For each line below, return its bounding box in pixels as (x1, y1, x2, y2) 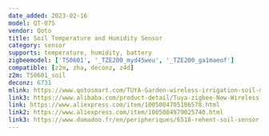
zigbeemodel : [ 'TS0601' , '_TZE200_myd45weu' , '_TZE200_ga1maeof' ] (8, 57, 235, 65)
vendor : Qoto (8, 26, 52, 34)
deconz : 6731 (8, 78, 52, 86)
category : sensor (8, 42, 66, 50)
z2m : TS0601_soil (8, 71, 66, 79)
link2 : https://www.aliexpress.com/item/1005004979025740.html (8, 109, 224, 117)
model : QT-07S (8, 19, 56, 27)
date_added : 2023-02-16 (8, 11, 88, 20)
